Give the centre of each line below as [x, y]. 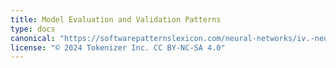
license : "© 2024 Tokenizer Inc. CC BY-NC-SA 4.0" [118, 47]
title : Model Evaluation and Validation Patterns [116, 19]
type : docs [33, 29]
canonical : [33, 38]
